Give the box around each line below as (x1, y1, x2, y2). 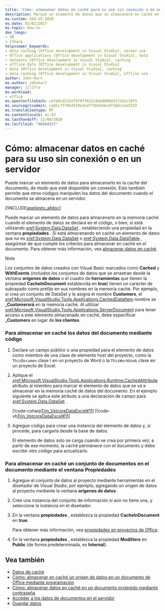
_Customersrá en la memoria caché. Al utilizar (5, 302, 99, 307)
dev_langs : (5, 30, 27, 35)
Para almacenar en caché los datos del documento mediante (5, 330, 152, 336)
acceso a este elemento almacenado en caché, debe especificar (5, 312, 136, 318)
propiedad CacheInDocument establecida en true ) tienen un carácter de (5, 281, 153, 287)
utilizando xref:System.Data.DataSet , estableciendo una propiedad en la (5, 225, 152, 231)
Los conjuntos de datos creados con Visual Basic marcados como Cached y (5, 265, 160, 271)
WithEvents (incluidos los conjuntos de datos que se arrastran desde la (5, 270, 151, 276)
